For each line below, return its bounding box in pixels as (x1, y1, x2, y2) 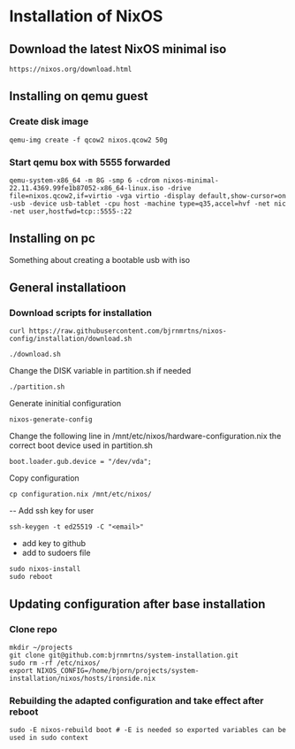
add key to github (21, 538, 87, 549)
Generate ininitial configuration (9, 398, 122, 409)
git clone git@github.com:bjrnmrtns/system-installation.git (9, 651, 239, 660)
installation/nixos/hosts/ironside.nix (9, 675, 156, 683)
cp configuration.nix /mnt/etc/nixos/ (9, 490, 152, 499)
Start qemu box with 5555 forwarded (9, 156, 170, 168)
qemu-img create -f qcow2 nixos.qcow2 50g (9, 135, 168, 144)
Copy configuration (9, 473, 79, 483)
